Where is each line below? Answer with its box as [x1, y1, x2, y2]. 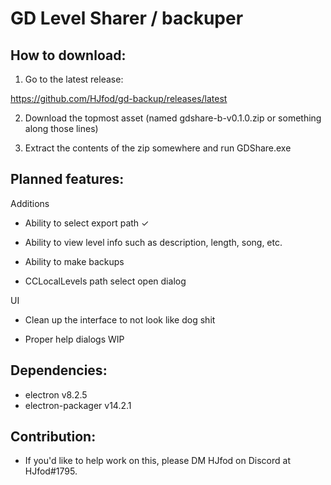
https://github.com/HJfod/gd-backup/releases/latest [10, 93, 228, 104]
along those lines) [24, 123, 99, 134]
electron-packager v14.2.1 [24, 399, 132, 411]
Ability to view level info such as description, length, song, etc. [24, 236, 283, 248]
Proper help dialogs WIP [24, 333, 125, 345]
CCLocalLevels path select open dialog [24, 275, 187, 287]
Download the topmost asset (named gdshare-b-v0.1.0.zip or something [24, 112, 322, 124]
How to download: [10, 47, 127, 64]
